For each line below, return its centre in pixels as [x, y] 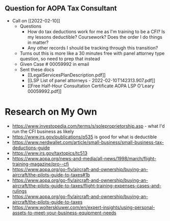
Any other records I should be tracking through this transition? [93, 47]
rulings [19, 191]
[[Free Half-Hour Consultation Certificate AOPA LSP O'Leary [91, 86]
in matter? [38, 42]
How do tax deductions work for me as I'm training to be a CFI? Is [96, 31]
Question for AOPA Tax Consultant [61, 8]
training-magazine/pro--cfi [41, 164]
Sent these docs [37, 69]
